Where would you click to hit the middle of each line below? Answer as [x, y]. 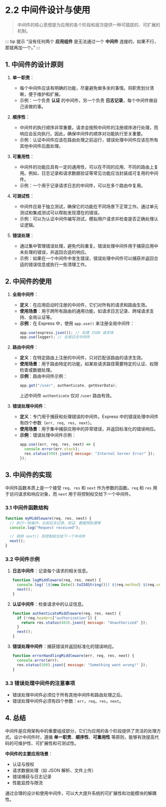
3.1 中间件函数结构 [27, 508]
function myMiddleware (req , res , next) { [48, 518]
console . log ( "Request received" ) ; [45, 528]
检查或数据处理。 [37, 370]
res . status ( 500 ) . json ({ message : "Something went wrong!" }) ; [82, 665]
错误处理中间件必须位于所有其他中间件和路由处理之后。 [68, 694]
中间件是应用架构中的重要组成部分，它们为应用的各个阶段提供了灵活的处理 [81, 730]
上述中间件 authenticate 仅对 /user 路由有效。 [67, 396]
